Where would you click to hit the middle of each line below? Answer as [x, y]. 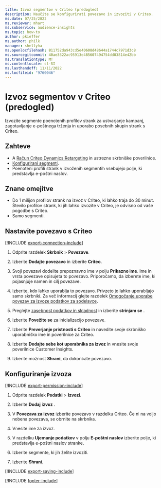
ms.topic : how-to [23, 32]
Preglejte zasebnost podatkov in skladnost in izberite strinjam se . [78, 311]
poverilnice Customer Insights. [43, 349]
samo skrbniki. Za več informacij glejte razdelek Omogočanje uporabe [82, 296]
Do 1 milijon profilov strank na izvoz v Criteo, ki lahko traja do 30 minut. [83, 200]
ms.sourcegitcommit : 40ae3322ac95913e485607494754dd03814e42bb [71, 55]
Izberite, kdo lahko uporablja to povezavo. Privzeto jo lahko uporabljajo [83, 291]
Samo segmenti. [28, 216]
